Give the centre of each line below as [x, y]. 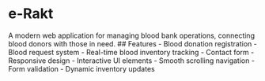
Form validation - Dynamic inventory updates [82, 68]
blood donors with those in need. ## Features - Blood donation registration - [132, 43]
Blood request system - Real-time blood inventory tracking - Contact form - [131, 52]
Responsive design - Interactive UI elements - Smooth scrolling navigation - [132, 61]
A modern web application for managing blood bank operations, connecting [132, 35]
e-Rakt [31, 14]
